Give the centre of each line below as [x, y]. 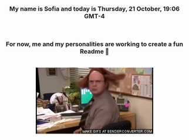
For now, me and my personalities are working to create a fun [95, 44]
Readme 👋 [95, 52]
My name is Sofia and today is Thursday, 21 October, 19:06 [95, 9]
